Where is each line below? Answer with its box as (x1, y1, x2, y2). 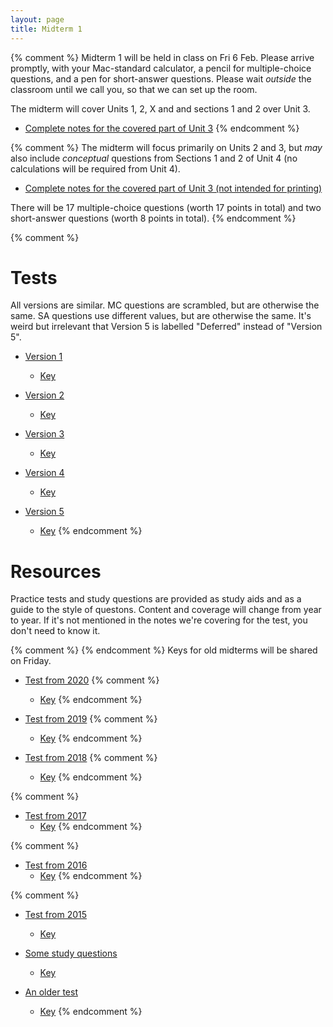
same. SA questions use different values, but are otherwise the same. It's (10, 310, 312, 322)
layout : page (10, 14, 65, 25)
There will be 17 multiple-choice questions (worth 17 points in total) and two (10, 201, 322, 213)
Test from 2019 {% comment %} (24, 713, 158, 725)
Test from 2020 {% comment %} (24, 674, 160, 686)
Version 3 (24, 428, 65, 440)
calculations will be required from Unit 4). (10, 162, 181, 175)
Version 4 (24, 467, 65, 479)
